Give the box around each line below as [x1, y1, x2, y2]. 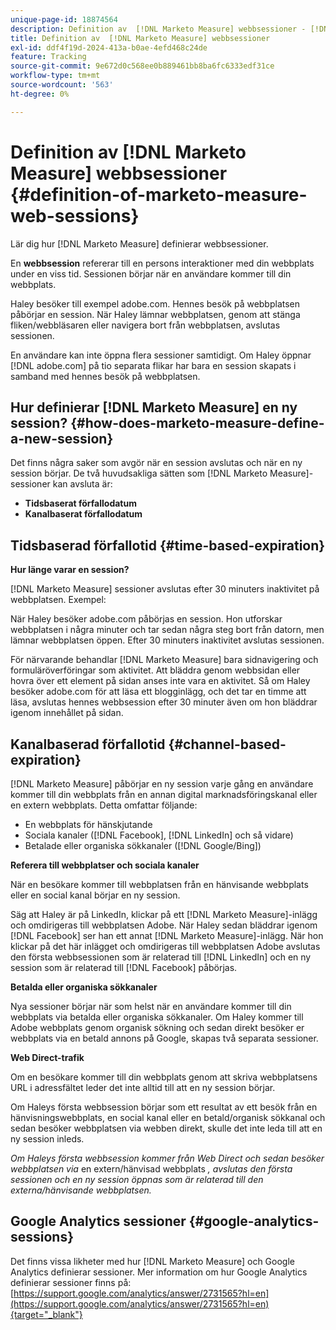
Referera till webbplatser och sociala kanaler [10, 859, 200, 871]
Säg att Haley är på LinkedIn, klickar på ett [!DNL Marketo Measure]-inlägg [10, 909, 318, 920]
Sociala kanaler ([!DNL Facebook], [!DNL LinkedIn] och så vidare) [24, 829, 294, 841]
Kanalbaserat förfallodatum [24, 508, 143, 520]
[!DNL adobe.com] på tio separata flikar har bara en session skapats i [10, 359, 297, 371]
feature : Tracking [10, 52, 87, 62]
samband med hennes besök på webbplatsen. [10, 370, 201, 382]
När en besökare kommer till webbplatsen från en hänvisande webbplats [10, 879, 309, 890]
